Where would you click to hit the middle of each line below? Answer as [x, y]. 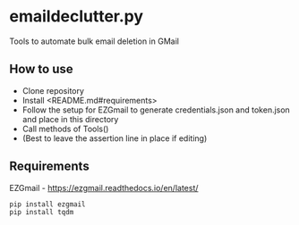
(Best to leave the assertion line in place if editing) [115, 138]
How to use [41, 69]
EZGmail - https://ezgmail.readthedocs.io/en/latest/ [104, 187]
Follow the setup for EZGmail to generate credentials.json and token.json [156, 110]
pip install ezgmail [48, 204]
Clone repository [53, 90]
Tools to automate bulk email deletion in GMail [94, 41]
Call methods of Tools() [65, 129]
